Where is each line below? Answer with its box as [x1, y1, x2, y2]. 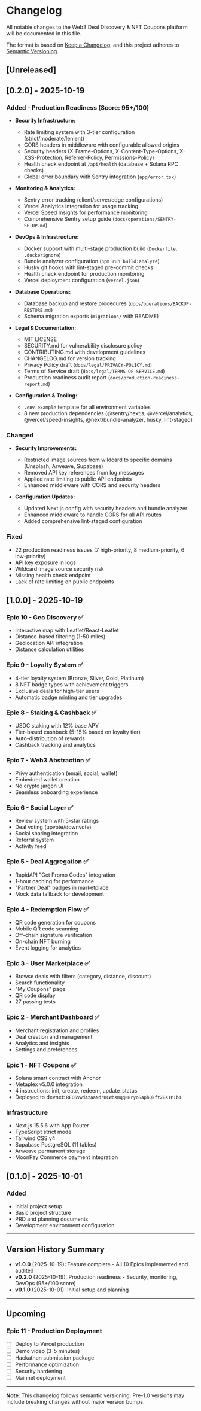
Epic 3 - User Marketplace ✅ [6, 959, 90, 967]
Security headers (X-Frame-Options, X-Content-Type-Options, [23, 148, 178, 155]
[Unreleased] [6, 65, 57, 75]
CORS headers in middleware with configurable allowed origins [23, 141, 179, 148]
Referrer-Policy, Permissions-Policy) [65, 154, 154, 162]
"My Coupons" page [14, 986, 66, 993]
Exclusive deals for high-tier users [14, 687, 100, 694]
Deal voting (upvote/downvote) [14, 823, 92, 831]
